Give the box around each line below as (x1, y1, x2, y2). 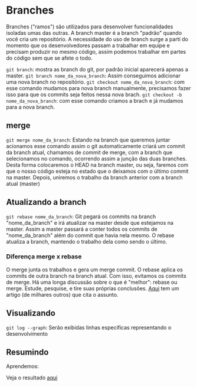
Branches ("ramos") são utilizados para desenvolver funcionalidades (6, 23, 173, 30)
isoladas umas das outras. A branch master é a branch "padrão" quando (6, 29, 182, 36)
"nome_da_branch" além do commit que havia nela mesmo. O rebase (6, 231, 175, 239)
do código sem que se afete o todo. (6, 54, 93, 61)
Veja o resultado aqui (6, 374, 58, 381)
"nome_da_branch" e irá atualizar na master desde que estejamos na (6, 219, 174, 226)
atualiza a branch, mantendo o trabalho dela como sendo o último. (6, 238, 168, 245)
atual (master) (6, 180, 40, 187)
